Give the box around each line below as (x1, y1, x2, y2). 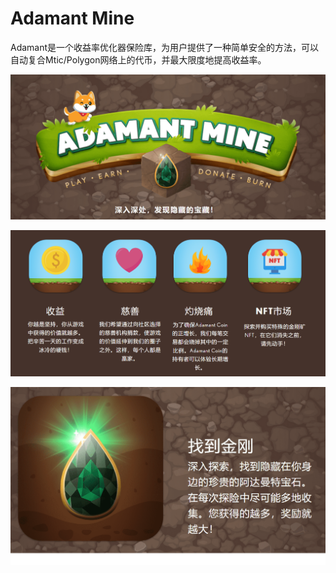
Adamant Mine (10, 7, 135, 30)
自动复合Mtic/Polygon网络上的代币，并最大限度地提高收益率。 (10, 53, 267, 66)
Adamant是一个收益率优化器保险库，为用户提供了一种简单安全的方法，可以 (10, 41, 320, 53)
